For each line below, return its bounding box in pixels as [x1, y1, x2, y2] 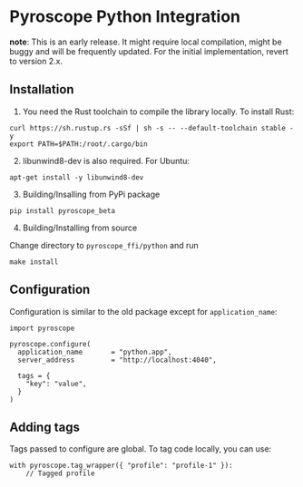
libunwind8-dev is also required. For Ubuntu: [22, 155, 191, 166]
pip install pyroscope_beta [9, 206, 116, 215]
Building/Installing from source [22, 222, 138, 233]
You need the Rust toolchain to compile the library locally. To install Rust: [22, 106, 295, 117]
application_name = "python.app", [17, 347, 172, 356]
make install [9, 257, 59, 267]
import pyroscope [9, 324, 75, 333]
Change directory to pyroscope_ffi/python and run [9, 239, 199, 250]
